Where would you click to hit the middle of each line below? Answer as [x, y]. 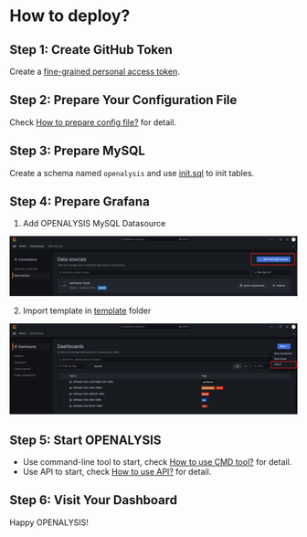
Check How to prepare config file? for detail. [93, 122]
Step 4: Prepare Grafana [80, 202]
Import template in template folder [87, 311]
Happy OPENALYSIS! [49, 522]
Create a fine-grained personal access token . [95, 71]
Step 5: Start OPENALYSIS [85, 440]
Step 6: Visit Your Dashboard [94, 500]
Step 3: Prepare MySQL [78, 151]
